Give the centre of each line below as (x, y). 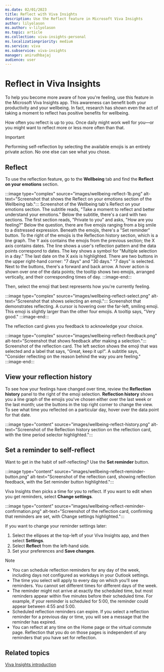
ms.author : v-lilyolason (30, 28)
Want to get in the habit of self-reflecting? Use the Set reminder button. (77, 462)
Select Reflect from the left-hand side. (51, 546)
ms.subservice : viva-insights (36, 50)
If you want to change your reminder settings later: (56, 526)
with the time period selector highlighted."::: (49, 435)
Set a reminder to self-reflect (50, 450)
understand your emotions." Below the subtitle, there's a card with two (76, 214)
